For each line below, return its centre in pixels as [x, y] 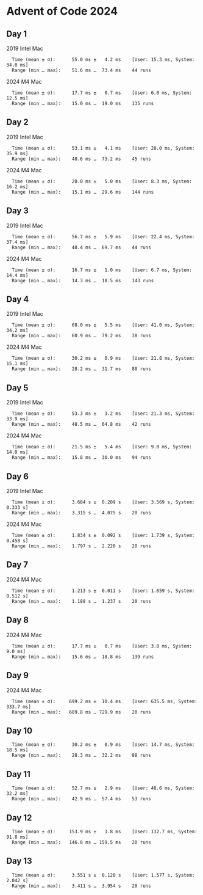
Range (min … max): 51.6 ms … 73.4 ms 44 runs [81, 70]
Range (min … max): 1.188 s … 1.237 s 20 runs [81, 601]
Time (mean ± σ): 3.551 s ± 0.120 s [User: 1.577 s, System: [103, 875]
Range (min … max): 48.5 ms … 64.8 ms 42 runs [81, 425]
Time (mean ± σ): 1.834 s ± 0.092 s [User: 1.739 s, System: [103, 536]
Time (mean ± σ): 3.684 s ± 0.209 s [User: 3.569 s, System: [103, 502]
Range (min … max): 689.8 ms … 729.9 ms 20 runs [81, 712]
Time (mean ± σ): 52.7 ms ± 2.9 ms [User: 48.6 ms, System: [103, 788]
